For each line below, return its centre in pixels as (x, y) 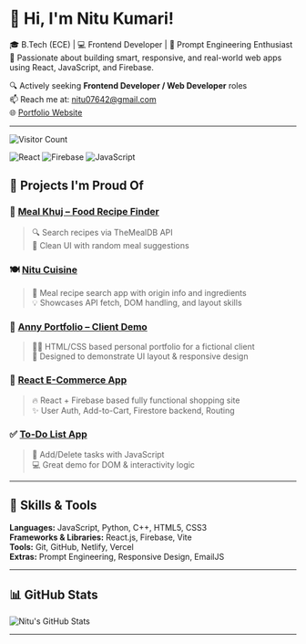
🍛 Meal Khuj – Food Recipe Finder (84, 212)
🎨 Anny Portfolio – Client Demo (78, 326)
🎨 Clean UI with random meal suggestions (110, 245)
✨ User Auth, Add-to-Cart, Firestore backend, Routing (133, 410)
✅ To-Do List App (49, 435)
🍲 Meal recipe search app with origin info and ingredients (139, 292)
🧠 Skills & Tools (53, 506)
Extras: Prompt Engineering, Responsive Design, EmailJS (117, 556)
